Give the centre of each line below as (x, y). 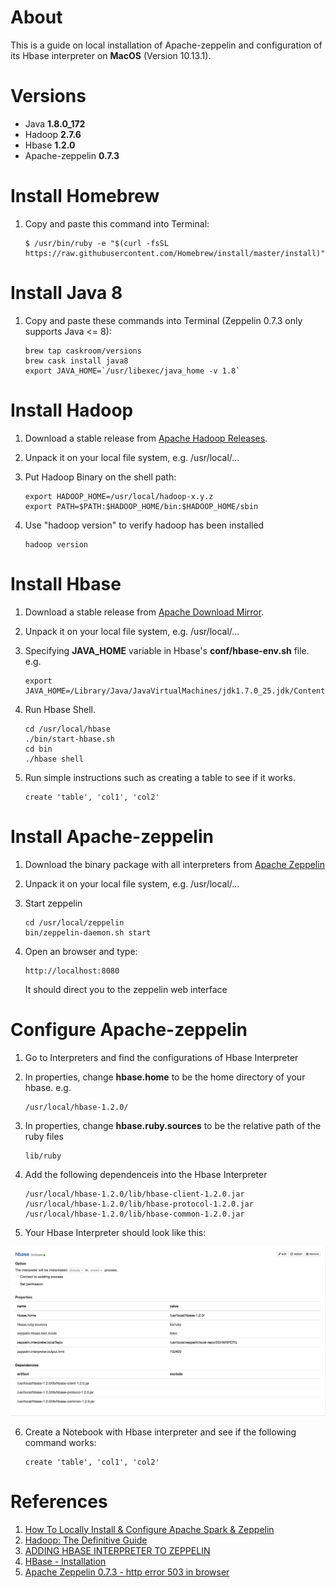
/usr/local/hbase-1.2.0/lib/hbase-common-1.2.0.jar (134, 1214)
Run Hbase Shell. (60, 709)
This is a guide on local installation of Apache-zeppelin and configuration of (166, 45)
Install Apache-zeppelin (112, 836)
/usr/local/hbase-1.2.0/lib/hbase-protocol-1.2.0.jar (139, 1204)
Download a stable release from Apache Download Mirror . (144, 612)
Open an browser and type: (81, 951)
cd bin (38, 749)
